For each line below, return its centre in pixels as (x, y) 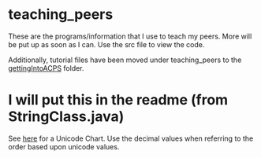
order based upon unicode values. (64, 146)
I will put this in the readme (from (118, 100)
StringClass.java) (66, 117)
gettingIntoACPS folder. (46, 68)
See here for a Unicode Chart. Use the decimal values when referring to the (131, 138)
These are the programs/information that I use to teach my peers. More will (130, 36)
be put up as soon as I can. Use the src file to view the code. (106, 44)
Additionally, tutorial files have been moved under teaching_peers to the (125, 60)
